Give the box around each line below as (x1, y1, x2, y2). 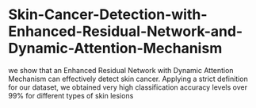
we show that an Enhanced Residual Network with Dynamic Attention (8, 65, 234, 75)
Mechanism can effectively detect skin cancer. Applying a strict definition (8, 74, 248, 83)
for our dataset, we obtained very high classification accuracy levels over (8, 82, 248, 92)
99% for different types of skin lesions (8, 91, 134, 100)
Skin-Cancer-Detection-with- (8, 6, 208, 24)
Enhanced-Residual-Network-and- (8, 22, 243, 40)
